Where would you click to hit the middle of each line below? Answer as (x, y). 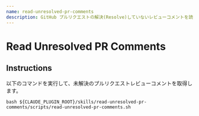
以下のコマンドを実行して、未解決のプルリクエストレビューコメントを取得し (99, 83)
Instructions (29, 68)
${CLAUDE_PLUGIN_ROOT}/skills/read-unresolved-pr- (83, 102)
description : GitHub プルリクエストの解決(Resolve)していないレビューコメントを (97, 17)
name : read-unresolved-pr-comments (50, 12)
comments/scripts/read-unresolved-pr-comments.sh (69, 107)
